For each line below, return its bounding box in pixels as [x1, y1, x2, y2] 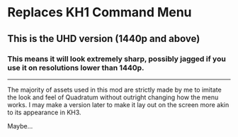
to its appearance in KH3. [7, 108, 81, 116]
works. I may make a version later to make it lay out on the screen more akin [7, 100, 229, 109]
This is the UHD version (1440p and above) [7, 33, 200, 45]
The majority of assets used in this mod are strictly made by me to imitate [7, 85, 222, 94]
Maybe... [7, 121, 33, 130]
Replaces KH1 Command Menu [7, 4, 193, 21]
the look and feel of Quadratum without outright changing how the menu [7, 93, 219, 102]
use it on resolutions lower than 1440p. [7, 62, 144, 72]
